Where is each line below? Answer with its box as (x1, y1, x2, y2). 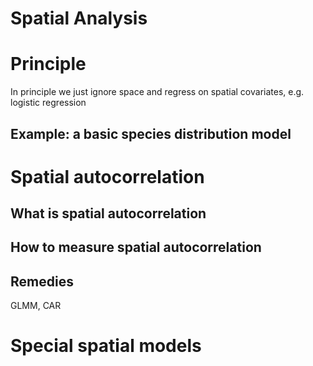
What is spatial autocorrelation (10, 205, 207, 222)
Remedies (10, 273, 74, 290)
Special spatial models (10, 335, 202, 357)
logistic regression (10, 97, 87, 109)
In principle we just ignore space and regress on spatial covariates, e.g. (10, 86, 305, 98)
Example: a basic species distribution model (10, 125, 292, 142)
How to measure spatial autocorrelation (10, 239, 262, 256)
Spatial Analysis (10, 7, 148, 30)
